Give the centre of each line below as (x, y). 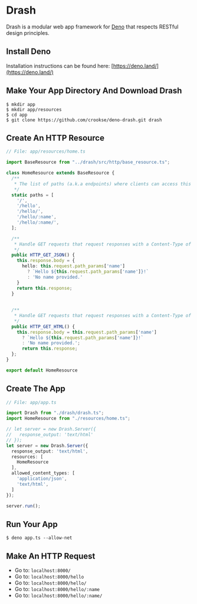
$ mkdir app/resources (34, 109)
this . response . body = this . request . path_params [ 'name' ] (87, 332)
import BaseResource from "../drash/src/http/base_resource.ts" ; (88, 162)
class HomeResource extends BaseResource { (60, 173)
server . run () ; (24, 506)
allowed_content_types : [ (43, 473)
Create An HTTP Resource (55, 138)
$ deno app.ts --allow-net (39, 538)
